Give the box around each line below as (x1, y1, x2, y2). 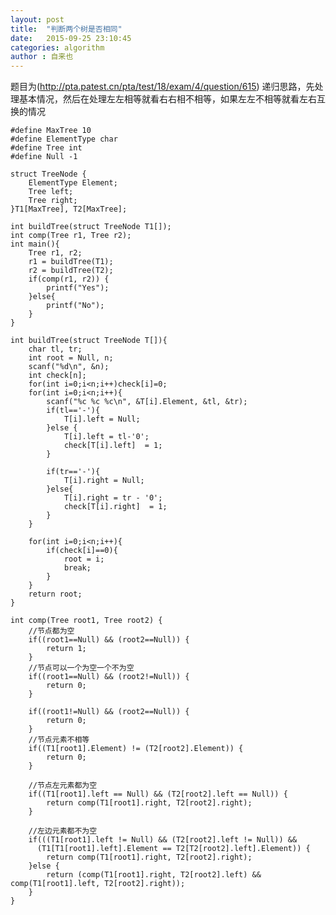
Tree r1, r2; (28, 248, 83, 258)
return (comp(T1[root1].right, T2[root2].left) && (46, 870, 262, 880)
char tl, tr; (28, 344, 83, 355)
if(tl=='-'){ (46, 406, 101, 416)
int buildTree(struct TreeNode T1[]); (10, 222, 172, 232)
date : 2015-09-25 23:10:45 (10, 33, 132, 43)
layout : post (10, 14, 65, 25)
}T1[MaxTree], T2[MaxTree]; (10, 204, 128, 215)
